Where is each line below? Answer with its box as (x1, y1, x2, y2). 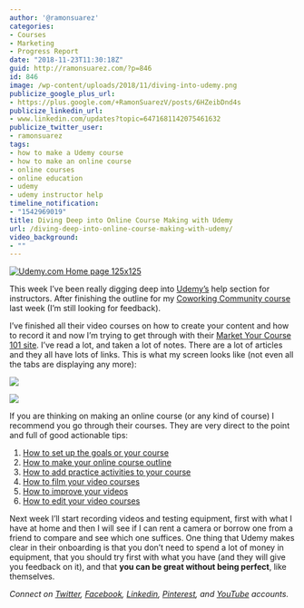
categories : (9, 22, 54, 31)
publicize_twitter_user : (9, 123, 103, 132)
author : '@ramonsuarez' (9, 13, 100, 23)
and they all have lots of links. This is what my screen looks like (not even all (9, 349, 294, 360)
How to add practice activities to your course (22, 466, 191, 477)
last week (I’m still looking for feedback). (9, 303, 162, 314)
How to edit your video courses (22, 495, 141, 506)
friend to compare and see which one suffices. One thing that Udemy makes (9, 533, 295, 544)
